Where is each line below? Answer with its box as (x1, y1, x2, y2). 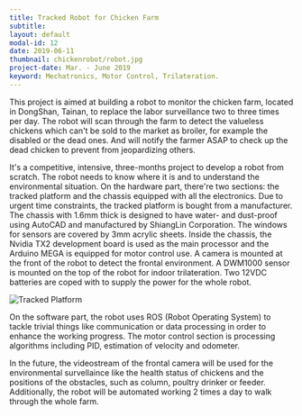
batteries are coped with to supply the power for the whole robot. (9, 276, 252, 287)
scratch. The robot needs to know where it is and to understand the (9, 171, 260, 182)
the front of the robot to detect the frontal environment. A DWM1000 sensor (9, 258, 290, 268)
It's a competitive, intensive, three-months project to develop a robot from (9, 161, 284, 172)
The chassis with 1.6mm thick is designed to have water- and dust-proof (9, 209, 278, 221)
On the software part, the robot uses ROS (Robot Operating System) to (9, 312, 271, 322)
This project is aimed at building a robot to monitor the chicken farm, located (9, 96, 294, 107)
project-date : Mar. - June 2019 (9, 64, 131, 73)
